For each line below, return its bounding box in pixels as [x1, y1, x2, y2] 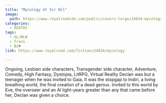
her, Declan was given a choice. [5, 92, 70, 98]
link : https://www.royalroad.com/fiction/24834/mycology [5, 48, 125, 53]
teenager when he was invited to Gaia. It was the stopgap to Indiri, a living [5, 77, 156, 82]
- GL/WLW [9, 35, 28, 40]
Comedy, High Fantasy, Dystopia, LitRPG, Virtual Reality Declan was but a [5, 71, 155, 77]
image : [5, 12, 19, 17]
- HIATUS [9, 26, 28, 30]
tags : [5, 30, 16, 35]
